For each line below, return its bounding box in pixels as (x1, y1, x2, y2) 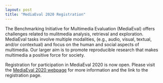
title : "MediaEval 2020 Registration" (5, 12, 86, 17)
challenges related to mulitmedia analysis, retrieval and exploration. (5, 31, 144, 37)
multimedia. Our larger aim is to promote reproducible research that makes (5, 47, 159, 53)
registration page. (5, 72, 42, 78)
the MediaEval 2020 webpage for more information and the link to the (5, 67, 149, 73)
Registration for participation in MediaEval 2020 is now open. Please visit (5, 62, 156, 68)
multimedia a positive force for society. (5, 52, 85, 58)
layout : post (5, 7, 32, 12)
